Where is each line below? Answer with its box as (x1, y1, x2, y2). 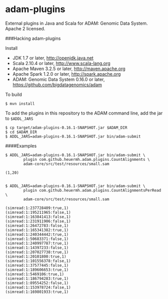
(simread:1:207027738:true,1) (5, 250, 69, 255)
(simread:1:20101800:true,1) (5, 254, 67, 259)
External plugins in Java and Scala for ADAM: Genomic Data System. (5, 20, 148, 26)
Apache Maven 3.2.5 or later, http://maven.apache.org (12, 66, 126, 72)
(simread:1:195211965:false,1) (5, 210, 71, 215)
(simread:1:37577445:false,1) (5, 263, 69, 268)
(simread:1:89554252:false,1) (5, 280, 69, 285)
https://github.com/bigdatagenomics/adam (12, 82, 102, 88)
